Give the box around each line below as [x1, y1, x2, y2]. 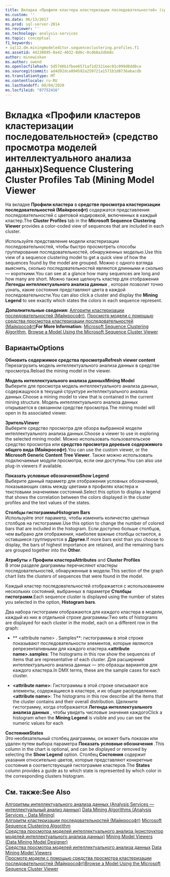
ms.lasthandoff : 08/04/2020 [5, 83, 65, 88]
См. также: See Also [5, 788, 71, 796]
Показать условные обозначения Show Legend [5, 472, 109, 479]
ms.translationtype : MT [5, 74, 56, 79]
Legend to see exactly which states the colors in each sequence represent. [5, 298, 162, 304]
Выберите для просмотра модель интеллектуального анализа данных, [5, 383, 159, 389]
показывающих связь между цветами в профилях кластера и [5, 484, 138, 490]
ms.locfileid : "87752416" [5, 87, 60, 93]
